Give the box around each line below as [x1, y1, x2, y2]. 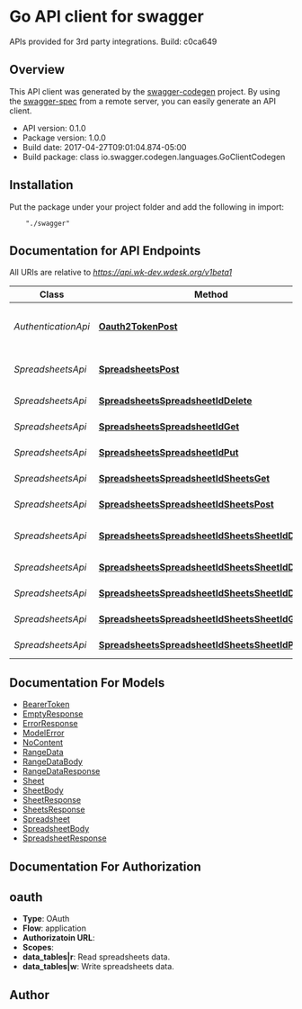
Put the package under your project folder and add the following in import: [9, 201, 285, 212]
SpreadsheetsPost [98, 363, 180, 375]
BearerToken [22, 699, 70, 710]
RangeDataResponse [22, 766, 101, 777]
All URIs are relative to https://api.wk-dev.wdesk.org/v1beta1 [9, 267, 232, 278]
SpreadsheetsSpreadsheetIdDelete [98, 394, 253, 407]
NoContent [22, 737, 64, 748]
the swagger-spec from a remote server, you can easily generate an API [9, 95, 277, 106]
